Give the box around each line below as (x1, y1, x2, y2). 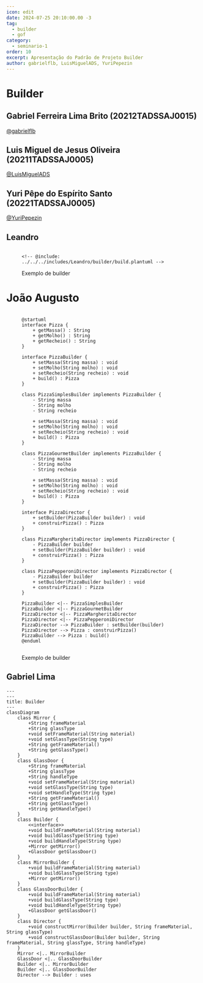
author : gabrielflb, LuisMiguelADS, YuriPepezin (6, 60, 133, 66)
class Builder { (17, 817, 59, 823)
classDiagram (6, 709, 40, 716)
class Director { (17, 918, 62, 924)
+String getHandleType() (28, 805, 92, 812)
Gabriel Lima (6, 671, 56, 682)
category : (6, 37, 32, 43)
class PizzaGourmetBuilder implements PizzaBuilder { (21, 450, 162, 457)
